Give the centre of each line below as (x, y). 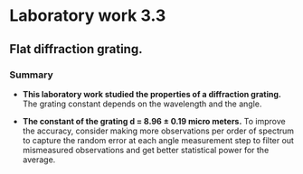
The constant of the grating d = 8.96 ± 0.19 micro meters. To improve (154, 121)
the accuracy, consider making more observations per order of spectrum (158, 131)
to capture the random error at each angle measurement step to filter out (158, 140)
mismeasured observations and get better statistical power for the (146, 150)
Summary (32, 75)
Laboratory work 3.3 (88, 16)
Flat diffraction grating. (76, 49)
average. (39, 160)
